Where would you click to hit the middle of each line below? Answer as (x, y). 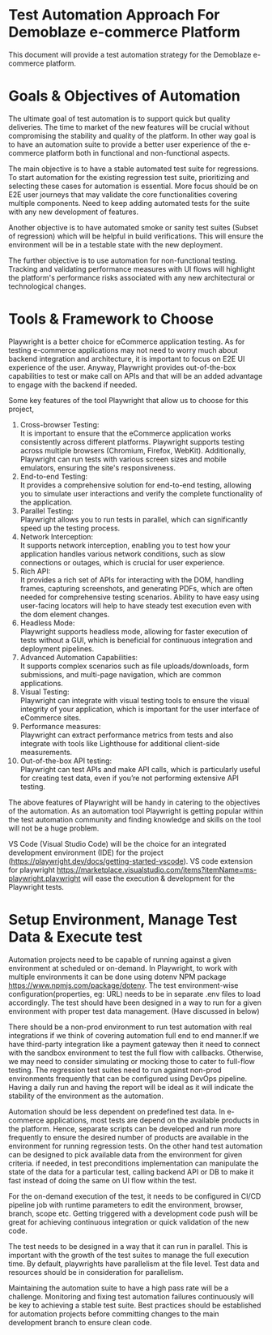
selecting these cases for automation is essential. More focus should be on (134, 186)
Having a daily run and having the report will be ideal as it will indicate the (131, 1087)
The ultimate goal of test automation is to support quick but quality (119, 118)
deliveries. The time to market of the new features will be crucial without (129, 127)
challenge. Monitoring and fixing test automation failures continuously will (131, 1296)
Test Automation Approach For (114, 15)
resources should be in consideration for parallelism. (96, 1272)
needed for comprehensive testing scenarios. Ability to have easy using (140, 597)
